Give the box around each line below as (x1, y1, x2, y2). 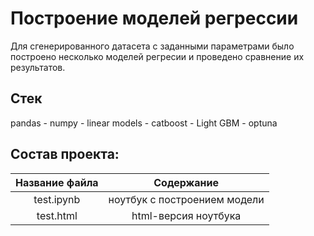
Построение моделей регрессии (10, 7, 299, 30)
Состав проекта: (10, 146, 120, 163)
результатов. (10, 61, 66, 73)
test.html (36, 208, 78, 222)
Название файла (15, 175, 99, 189)
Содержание (153, 175, 219, 189)
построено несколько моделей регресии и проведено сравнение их (10, 50, 305, 62)
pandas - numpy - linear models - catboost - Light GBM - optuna (10, 117, 278, 129)
